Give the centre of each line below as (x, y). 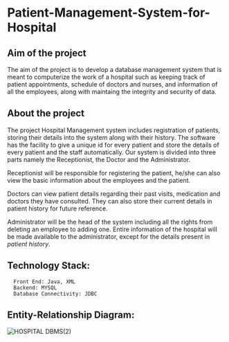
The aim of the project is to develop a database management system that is (114, 70)
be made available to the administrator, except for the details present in (109, 236)
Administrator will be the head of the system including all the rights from (110, 222)
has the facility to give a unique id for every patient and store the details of (113, 145)
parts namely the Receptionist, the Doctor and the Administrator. (99, 159)
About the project (46, 113)
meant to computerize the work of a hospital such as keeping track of (106, 77)
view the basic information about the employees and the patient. (99, 180)
